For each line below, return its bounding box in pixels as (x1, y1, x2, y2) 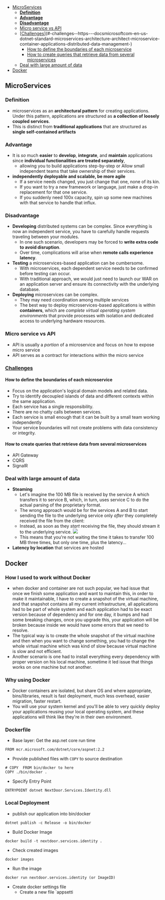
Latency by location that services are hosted (12, 545, 104, 551)
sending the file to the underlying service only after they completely (19, 512, 158, 519)
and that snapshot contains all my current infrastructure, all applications (12, 601, 159, 607)
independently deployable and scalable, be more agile (12, 173, 126, 179)
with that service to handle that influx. (19, 200, 97, 205)
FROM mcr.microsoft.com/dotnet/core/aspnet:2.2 (5, 747, 105, 752)
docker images (5, 856, 34, 862)
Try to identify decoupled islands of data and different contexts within (12, 393, 154, 399)
